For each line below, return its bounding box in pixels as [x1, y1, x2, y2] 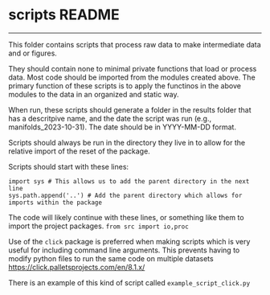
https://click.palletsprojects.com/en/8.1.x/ [8, 262, 145, 272]
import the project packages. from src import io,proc [8, 221, 189, 231]
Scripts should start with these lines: [8, 162, 129, 171]
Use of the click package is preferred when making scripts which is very [8, 236, 251, 246]
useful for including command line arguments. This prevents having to [8, 245, 240, 255]
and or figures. [8, 48, 58, 58]
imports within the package [8, 199, 103, 207]
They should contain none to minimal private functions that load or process [8, 64, 257, 73]
